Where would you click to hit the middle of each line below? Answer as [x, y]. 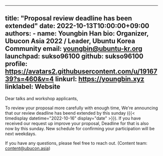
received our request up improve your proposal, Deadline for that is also [77, 123]
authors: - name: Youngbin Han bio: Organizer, [77, 34]
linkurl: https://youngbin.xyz [100, 79]
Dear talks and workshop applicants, [42, 98]
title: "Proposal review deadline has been [69, 18]
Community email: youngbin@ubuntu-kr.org [74, 49]
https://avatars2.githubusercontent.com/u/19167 [81, 72]
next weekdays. [21, 134]
